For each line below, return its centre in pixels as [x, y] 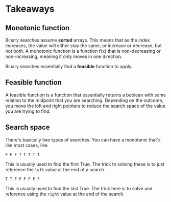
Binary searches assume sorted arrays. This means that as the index [78, 40]
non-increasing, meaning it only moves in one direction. [64, 56]
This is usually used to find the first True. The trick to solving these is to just [85, 164]
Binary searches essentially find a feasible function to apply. [69, 66]
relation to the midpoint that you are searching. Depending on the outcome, [84, 100]
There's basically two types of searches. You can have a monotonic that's [83, 139]
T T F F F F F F [22, 179]
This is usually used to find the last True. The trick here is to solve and [79, 188]
